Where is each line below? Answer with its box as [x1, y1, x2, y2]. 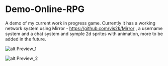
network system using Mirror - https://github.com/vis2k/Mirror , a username [5, 25, 163, 31]
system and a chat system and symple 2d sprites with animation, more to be [5, 30, 163, 36]
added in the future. [5, 36, 46, 42]
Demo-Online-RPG [5, 3, 85, 15]
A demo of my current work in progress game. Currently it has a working [5, 20, 156, 26]
